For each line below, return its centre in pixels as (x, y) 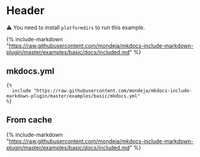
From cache (29, 120)
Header (25, 11)
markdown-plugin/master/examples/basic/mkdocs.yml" (73, 96)
